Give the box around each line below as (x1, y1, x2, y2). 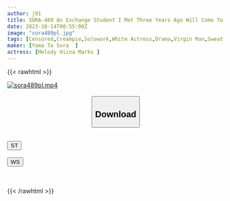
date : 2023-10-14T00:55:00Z (7, 23, 88, 30)
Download (95, 108, 136, 119)
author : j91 (7, 10, 41, 17)
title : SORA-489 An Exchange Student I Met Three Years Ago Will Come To (7, 17, 224, 23)
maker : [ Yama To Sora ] (7, 42, 79, 49)
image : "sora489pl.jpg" (7, 29, 76, 37)
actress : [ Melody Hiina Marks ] (7, 49, 100, 56)
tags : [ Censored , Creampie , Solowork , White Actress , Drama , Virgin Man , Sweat (7, 36, 224, 43)
